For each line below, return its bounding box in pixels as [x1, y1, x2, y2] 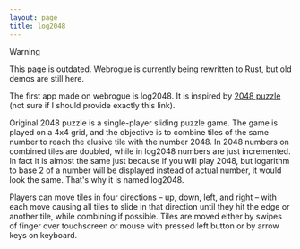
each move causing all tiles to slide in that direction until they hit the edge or [9, 201, 290, 211]
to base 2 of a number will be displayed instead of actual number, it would [9, 165, 282, 176]
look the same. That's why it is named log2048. [9, 174, 184, 185]
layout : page [9, 13, 58, 22]
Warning [9, 46, 40, 56]
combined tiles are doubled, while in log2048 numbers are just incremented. [9, 145, 291, 157]
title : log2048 [9, 21, 66, 30]
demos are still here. [9, 73, 85, 83]
